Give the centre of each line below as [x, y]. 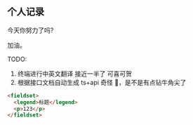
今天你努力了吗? [31, 30]
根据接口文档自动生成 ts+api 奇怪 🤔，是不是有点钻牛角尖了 [102, 82]
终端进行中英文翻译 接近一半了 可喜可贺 [74, 73]
